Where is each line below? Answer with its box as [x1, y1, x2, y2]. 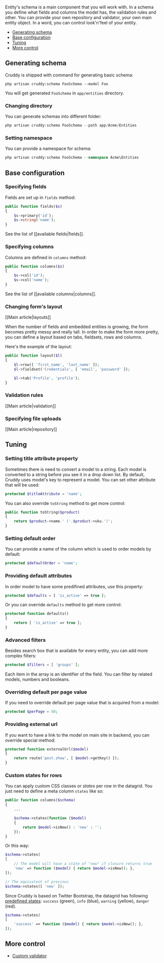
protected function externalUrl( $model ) [5, 746, 89, 751]
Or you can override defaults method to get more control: [5, 602, 122, 608]
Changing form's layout [5, 303, 63, 310]
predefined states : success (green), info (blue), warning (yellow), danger [5, 898, 149, 904]
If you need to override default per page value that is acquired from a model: [5, 700, 160, 706]
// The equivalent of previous [5, 879, 69, 884]
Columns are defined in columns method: [5, 254, 87, 260]
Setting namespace [5, 134, 52, 141]
